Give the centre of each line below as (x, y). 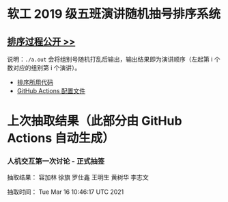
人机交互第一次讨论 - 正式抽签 (56, 162)
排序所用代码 (35, 82)
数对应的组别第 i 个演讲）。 (44, 68)
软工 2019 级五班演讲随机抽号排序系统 (114, 14)
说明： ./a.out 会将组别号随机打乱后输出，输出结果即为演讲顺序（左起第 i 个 (114, 59)
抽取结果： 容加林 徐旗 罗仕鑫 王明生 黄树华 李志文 (78, 177)
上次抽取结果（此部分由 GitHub (95, 121)
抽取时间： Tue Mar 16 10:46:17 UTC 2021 (66, 192)
